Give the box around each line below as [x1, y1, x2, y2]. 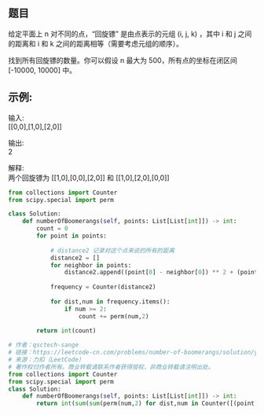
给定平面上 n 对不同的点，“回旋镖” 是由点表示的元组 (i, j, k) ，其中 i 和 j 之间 [8, 29, 252, 39]
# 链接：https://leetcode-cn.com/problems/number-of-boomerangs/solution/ [8, 348, 255, 357]
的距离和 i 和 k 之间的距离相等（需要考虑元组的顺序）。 [8, 39, 183, 48]
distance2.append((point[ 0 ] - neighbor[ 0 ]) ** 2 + [64, 269, 234, 277]
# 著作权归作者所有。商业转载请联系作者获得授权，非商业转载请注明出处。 [8, 363, 214, 371]
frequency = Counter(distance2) [49, 283, 156, 292]
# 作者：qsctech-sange [8, 341, 79, 349]
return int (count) [36, 327, 97, 335]
